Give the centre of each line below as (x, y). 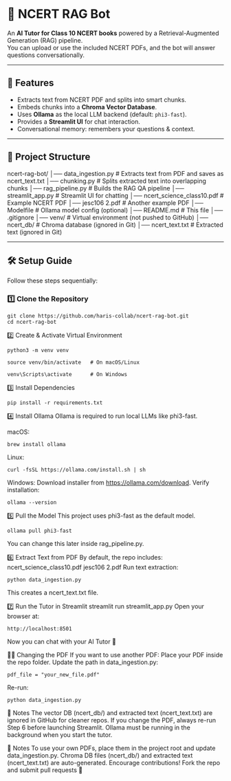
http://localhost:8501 (40, 628)
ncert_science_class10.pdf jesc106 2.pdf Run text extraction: (93, 567)
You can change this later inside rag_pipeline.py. (76, 543)
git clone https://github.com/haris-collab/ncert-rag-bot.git (98, 316)
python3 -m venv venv (38, 350)
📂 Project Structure (49, 157)
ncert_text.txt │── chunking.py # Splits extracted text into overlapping (107, 181)
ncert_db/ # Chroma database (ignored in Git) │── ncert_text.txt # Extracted (115, 224)
